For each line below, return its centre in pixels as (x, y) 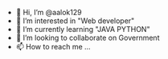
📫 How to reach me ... (53, 47)
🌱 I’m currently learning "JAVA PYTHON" (83, 29)
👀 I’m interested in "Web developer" (75, 21)
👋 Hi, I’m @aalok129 (49, 12)
